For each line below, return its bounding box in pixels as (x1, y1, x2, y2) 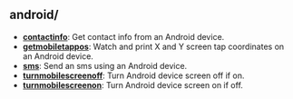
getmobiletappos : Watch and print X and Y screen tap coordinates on (22, 41, 285, 52)
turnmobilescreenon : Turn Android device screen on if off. (22, 79, 243, 90)
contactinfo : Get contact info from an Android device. (22, 31, 225, 42)
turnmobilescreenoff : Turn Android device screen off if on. (22, 70, 245, 81)
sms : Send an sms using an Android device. (22, 60, 188, 71)
